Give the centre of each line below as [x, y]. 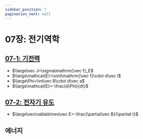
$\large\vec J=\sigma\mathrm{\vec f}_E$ [53, 70]
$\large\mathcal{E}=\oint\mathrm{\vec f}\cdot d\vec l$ [66, 76]
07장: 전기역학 [32, 39]
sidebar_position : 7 [26, 9]
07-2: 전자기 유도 [30, 102]
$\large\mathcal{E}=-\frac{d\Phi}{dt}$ [50, 86]
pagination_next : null [28, 14]
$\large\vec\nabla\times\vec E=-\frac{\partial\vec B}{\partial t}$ [75, 114]
